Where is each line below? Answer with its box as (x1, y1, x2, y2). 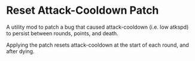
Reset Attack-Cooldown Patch (6, 4, 159, 17)
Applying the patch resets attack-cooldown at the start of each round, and (6, 41, 190, 48)
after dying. (6, 47, 35, 54)
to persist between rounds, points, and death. (6, 29, 118, 36)
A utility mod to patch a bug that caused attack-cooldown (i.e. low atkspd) (6, 23, 189, 30)
